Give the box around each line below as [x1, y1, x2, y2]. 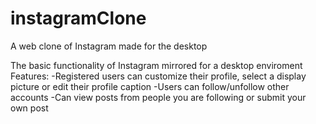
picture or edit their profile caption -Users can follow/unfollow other [10, 80, 290, 92]
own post [10, 102, 49, 114]
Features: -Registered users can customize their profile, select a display [10, 70, 307, 82]
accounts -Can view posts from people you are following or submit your [10, 91, 307, 103]
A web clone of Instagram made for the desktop [10, 40, 208, 52]
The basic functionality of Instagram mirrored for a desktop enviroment [10, 59, 303, 71]
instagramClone [10, 7, 147, 30]
